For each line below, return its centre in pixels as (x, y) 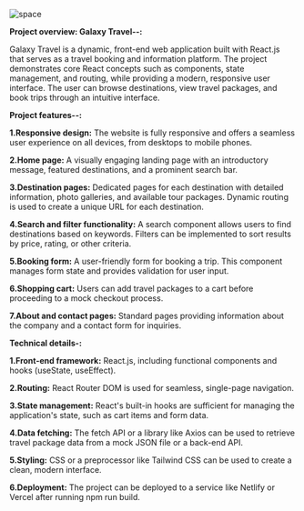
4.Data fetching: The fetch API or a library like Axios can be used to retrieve (152, 433)
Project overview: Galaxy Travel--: (76, 31)
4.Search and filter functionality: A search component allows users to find (150, 224)
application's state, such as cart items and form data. (109, 415)
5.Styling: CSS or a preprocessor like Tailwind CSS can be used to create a (151, 460)
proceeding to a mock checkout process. (86, 298)
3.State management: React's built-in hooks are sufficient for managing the (152, 406)
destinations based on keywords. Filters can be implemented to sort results (150, 234)
